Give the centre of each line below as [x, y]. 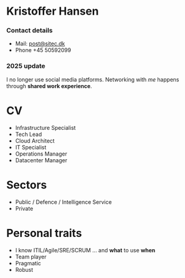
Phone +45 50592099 [43, 50]
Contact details [30, 31]
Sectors [27, 185]
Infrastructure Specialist [45, 127]
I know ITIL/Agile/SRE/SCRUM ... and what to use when [85, 250]
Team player [31, 257]
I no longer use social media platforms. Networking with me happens [93, 79]
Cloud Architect [35, 141]
